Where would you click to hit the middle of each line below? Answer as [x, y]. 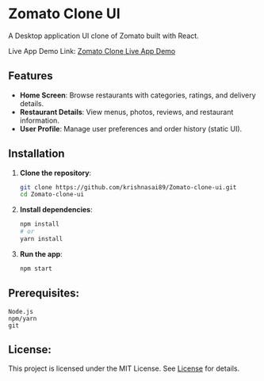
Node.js [21, 311]
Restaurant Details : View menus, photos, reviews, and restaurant [126, 112]
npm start [36, 269]
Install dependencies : [56, 210]
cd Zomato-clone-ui [52, 195]
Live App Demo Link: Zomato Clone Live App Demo [92, 51]
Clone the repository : [55, 173]
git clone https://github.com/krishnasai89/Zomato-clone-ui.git [128, 187]
